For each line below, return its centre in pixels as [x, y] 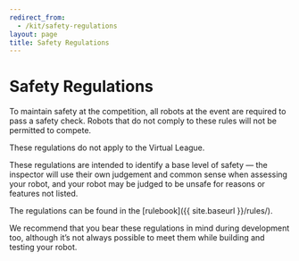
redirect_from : [37, 17]
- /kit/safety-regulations [67, 26]
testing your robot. [43, 248]
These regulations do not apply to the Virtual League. [107, 147]
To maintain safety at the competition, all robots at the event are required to [148, 112]
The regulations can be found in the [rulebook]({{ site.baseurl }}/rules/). [141, 211]
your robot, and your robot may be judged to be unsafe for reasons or [137, 184]
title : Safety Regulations [59, 42]
